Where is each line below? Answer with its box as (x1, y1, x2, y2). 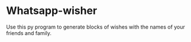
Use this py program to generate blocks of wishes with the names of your (6, 23, 185, 30)
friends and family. (6, 29, 52, 36)
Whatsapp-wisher (6, 4, 98, 17)
